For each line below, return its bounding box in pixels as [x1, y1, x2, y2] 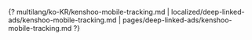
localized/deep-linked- [171, 8, 245, 16]
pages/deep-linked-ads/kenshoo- [122, 15, 233, 25]
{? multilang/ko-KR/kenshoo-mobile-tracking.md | [8, 8, 170, 16]
